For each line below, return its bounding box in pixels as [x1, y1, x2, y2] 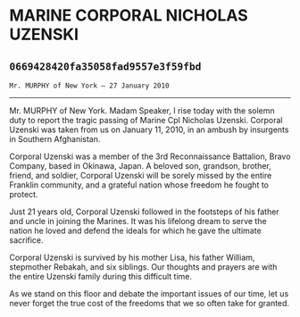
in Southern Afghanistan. [9, 134, 101, 144]
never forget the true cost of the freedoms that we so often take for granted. [9, 298, 290, 308]
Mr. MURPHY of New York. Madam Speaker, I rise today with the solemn [9, 105, 275, 116]
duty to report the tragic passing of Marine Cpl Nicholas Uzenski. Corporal [9, 115, 283, 125]
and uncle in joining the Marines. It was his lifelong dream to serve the [9, 216, 267, 226]
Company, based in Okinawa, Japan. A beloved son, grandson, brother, [9, 161, 272, 171]
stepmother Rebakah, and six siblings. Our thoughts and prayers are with [9, 262, 278, 272]
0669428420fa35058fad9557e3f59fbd [9, 60, 202, 72]
